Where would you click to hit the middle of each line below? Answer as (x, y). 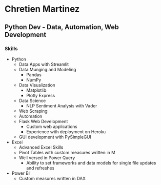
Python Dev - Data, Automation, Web (62, 27)
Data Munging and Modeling (48, 69)
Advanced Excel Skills (41, 147)
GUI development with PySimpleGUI (55, 137)
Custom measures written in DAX (52, 178)
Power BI (21, 173)
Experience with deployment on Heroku (66, 132)
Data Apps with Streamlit (44, 64)
